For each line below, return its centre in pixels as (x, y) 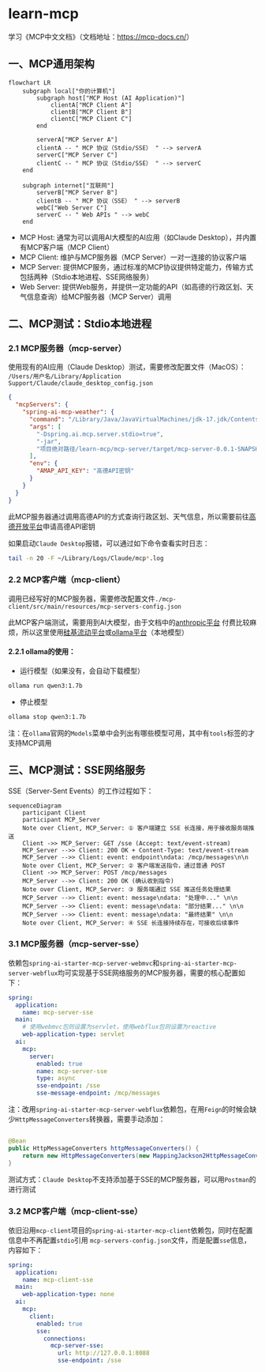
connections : (65, 1338)
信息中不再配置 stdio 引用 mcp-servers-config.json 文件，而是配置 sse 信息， (129, 1240)
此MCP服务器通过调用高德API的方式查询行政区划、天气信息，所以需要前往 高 (132, 516)
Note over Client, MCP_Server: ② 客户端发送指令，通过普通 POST (124, 866)
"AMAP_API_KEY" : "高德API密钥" (86, 471)
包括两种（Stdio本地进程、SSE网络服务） (86, 277)
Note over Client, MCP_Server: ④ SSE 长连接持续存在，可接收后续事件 (131, 923)
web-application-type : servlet (74, 1034)
